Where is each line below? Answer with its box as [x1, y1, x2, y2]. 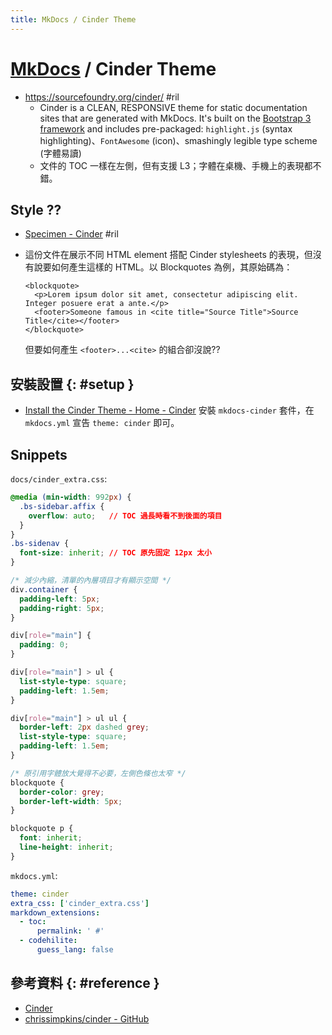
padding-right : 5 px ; [19, 603, 105, 613]
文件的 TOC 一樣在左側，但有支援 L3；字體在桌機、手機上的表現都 [39, 159, 313, 171]
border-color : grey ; [19, 787, 105, 797]
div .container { [10, 584, 78, 595]
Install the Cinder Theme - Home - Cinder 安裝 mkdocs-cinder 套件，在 [24, 404, 315, 416]
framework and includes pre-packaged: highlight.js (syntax [39, 122, 293, 135]
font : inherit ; [19, 833, 83, 843]
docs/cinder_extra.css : [10, 473, 108, 485]
